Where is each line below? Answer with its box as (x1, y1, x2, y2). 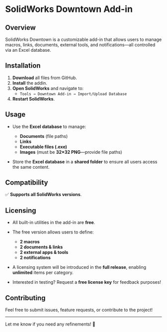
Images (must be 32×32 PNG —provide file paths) (19, 149, 123, 155)
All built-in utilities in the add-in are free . (12, 220, 95, 225)
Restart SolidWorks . (12, 96, 55, 102)
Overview (5, 23, 36, 32)
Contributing (5, 294, 46, 302)
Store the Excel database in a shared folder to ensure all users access (12, 158, 158, 165)
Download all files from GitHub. (12, 75, 77, 81)
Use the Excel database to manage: (12, 123, 86, 129)
